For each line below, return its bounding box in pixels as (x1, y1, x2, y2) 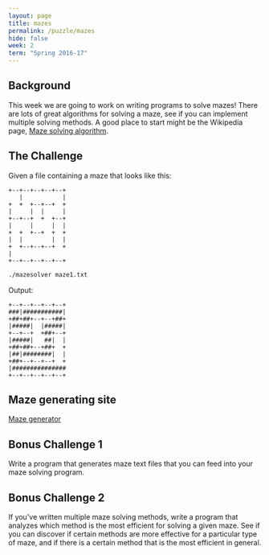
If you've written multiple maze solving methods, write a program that (8, 512, 238, 521)
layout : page (8, 11, 52, 20)
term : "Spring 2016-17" (8, 49, 88, 57)
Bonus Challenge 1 (8, 438, 103, 451)
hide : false (8, 34, 48, 43)
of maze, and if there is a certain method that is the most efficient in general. (8, 537, 262, 547)
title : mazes (8, 19, 52, 27)
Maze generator (8, 414, 62, 424)
